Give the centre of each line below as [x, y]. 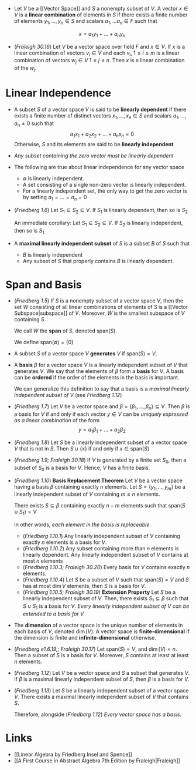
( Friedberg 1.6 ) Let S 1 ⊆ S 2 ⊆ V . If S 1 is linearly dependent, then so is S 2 [101, 211]
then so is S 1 [29, 231]
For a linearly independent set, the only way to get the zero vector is [105, 191]
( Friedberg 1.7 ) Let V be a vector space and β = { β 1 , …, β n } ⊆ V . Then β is [102, 407]
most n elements [43, 561]
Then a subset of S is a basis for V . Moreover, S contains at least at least [101, 655]
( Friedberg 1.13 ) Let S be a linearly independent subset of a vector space [101, 690]
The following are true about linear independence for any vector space [99, 167]
